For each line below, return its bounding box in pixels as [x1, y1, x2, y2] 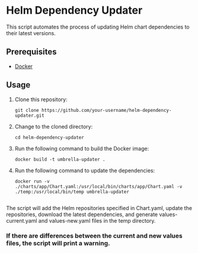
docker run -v [14, 178, 50, 185]
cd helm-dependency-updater [14, 135, 84, 140]
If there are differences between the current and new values [6, 232, 183, 240]
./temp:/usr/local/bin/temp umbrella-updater [14, 189, 129, 195]
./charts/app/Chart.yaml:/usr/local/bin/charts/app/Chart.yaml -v [14, 183, 183, 189]
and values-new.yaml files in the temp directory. [38, 217, 156, 224]
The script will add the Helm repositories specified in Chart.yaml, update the [6, 204, 193, 211]
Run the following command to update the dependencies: [14, 167, 155, 174]
